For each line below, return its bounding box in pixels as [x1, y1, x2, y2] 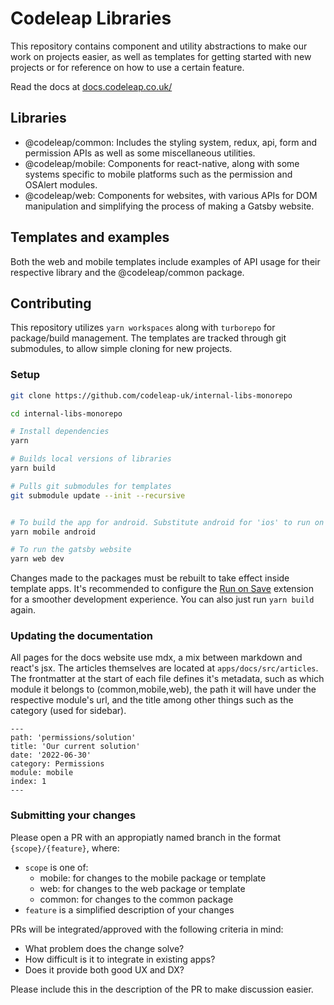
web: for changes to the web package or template [39, 882, 246, 894]
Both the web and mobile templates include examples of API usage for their [10, 255, 321, 267]
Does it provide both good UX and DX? [24, 963, 185, 976]
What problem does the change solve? [24, 942, 185, 954]
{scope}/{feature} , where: [10, 842, 120, 854]
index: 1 [10, 777, 47, 787]
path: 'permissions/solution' [10, 733, 137, 743]
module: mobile [10, 768, 74, 778]
